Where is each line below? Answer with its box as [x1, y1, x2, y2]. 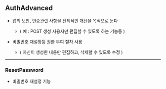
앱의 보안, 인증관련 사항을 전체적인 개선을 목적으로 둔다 [12, 17, 118, 24]
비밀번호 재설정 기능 [12, 79, 51, 85]
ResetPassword [5, 66, 43, 73]
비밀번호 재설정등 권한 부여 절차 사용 [12, 39, 83, 44]
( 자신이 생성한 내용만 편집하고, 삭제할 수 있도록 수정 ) [19, 49, 123, 55]
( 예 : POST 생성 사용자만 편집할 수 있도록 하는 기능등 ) [19, 28, 125, 34]
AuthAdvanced [5, 4, 53, 12]
